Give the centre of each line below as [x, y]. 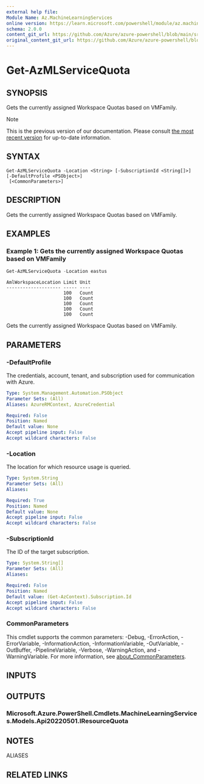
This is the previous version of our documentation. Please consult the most [100, 131]
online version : [27, 23]
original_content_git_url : [40, 40]
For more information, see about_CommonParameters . [118, 656]
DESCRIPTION [33, 200]
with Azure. [21, 382]
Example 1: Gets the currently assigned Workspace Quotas [95, 251]
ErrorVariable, [24, 643]
